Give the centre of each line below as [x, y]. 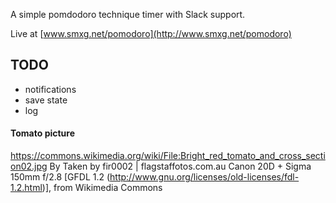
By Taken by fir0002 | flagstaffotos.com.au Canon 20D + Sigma [180, 166]
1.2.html [26, 188]
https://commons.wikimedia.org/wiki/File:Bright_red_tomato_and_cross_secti [168, 156]
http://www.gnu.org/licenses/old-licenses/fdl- [204, 177]
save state [46, 100]
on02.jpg [29, 166]
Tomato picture [43, 133]
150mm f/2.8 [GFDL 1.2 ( [60, 177]
